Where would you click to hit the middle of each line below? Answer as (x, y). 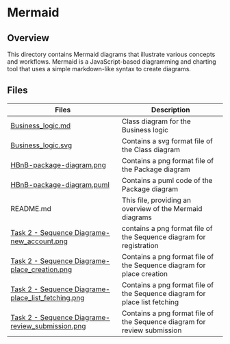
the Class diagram (151, 149)
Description (170, 110)
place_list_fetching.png (48, 297)
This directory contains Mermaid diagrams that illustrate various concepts (111, 54)
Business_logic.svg (41, 145)
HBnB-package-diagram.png (58, 164)
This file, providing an (157, 200)
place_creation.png (41, 269)
